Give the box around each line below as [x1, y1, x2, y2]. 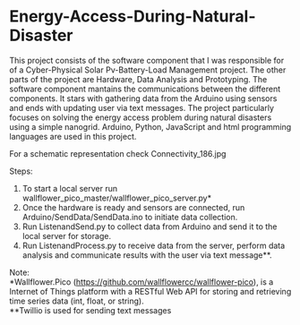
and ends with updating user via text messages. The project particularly [9, 102, 275, 113]
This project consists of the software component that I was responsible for [9, 55, 285, 65]
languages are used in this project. [9, 131, 137, 141]
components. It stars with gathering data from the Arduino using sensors [9, 92, 278, 104]
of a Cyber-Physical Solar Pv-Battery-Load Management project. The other [9, 64, 287, 75]
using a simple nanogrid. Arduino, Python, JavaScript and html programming [9, 121, 292, 132]
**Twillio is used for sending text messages [9, 304, 172, 315]
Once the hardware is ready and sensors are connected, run [21, 201, 245, 212]
